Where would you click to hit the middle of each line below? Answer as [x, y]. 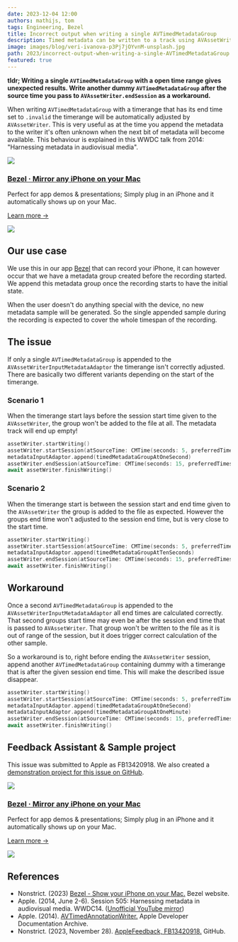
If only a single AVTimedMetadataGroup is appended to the [90, 359]
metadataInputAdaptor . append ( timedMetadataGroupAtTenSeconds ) [101, 553]
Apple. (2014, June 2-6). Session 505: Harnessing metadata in [109, 901]
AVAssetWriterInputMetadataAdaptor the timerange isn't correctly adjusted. [116, 367]
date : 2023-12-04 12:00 [42, 14]
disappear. [23, 679]
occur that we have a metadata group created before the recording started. [117, 276]
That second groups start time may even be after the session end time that [116, 620]
